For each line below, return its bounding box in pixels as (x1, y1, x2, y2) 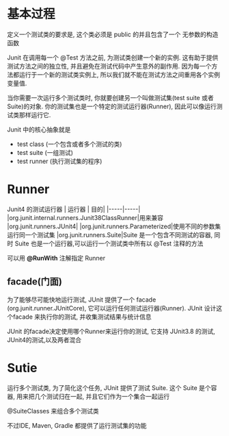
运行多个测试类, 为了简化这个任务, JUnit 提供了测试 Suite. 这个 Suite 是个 (7, 383, 211, 391)
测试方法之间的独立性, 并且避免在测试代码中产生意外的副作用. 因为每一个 (7, 62, 212, 70)
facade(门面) (7, 276, 63, 288)
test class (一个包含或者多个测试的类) (16, 140, 122, 148)
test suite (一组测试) (16, 148, 74, 156)
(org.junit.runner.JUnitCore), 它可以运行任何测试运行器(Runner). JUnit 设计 (7, 304, 217, 312)
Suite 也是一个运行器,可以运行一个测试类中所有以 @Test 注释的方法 (14, 239, 204, 247)
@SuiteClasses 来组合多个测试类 (7, 407, 99, 415)
